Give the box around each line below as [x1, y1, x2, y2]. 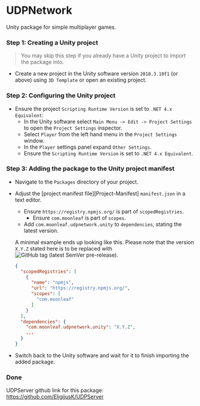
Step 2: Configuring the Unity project [6, 91, 116, 100]
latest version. [23, 227, 59, 234]
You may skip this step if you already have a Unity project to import [20, 52, 186, 59]
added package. [14, 358, 56, 365]
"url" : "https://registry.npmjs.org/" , [30, 285, 130, 291]
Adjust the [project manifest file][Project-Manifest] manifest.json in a [14, 190, 186, 197]
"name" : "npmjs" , [30, 279, 75, 285]
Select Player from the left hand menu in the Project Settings [23, 130, 177, 138]
